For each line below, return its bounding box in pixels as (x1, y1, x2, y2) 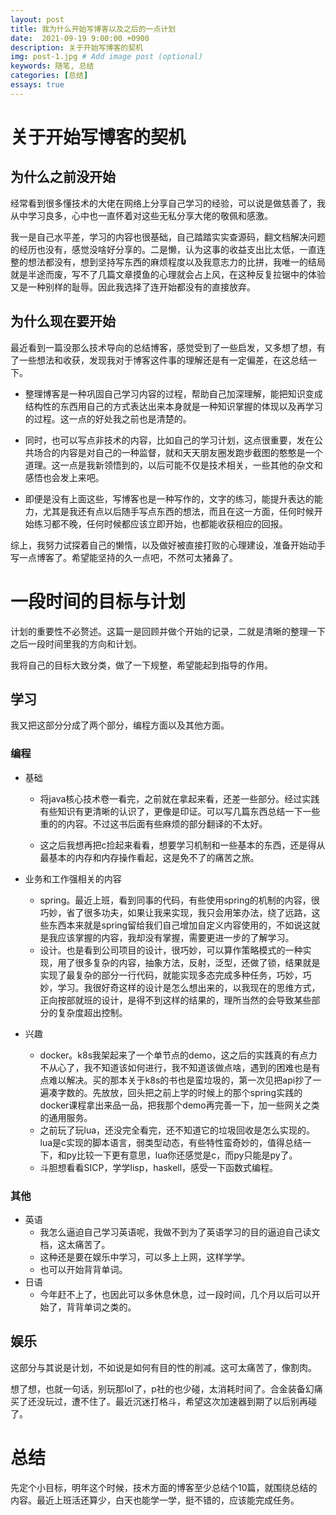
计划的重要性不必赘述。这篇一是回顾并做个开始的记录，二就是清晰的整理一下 (10, 625, 326, 637)
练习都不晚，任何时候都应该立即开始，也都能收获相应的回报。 (33, 517, 288, 530)
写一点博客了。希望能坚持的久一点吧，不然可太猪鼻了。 (10, 551, 238, 563)
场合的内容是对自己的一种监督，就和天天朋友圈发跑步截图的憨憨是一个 (33, 446, 323, 458)
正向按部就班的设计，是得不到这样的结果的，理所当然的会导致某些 (39, 994, 312, 1006)
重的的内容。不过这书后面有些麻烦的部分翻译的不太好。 (39, 817, 268, 830)
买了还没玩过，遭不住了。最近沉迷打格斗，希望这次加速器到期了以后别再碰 (10, 1395, 317, 1407)
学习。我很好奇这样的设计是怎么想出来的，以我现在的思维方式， (57, 981, 321, 993)
